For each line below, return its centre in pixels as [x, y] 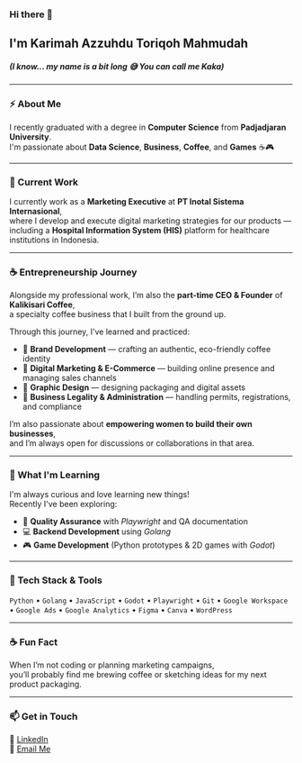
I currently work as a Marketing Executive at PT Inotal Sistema [127, 201]
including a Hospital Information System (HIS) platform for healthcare [139, 230]
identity [36, 359]
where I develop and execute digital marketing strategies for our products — [151, 221]
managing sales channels [69, 378]
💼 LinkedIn [29, 740]
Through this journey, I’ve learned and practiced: [100, 332]
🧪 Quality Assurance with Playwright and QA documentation [135, 522]
